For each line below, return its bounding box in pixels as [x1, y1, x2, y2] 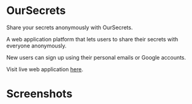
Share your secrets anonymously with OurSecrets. [6, 24, 133, 31]
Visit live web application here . [6, 65, 84, 73]
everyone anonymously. [6, 42, 67, 49]
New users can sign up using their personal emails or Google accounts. [6, 54, 186, 61]
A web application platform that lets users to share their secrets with [6, 35, 179, 43]
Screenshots [6, 87, 73, 101]
